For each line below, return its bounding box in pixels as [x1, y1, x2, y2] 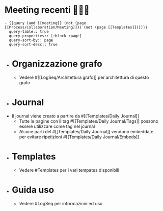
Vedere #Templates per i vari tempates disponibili [19, 167, 120, 173]
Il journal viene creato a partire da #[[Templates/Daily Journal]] [11, 113, 139, 119]
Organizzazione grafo [11, 58, 103, 70]
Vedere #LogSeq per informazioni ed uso [19, 200, 103, 206]
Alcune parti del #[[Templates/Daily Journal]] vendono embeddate [19, 128, 154, 134]
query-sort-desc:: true [9, 42, 57, 47]
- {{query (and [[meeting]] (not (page [4, 21, 86, 25]
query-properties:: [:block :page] [9, 33, 82, 38]
